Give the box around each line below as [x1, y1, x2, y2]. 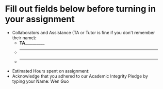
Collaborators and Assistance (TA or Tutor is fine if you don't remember [12, 30, 155, 35]
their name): [12, 35, 36, 41]
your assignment [5, 14, 75, 25]
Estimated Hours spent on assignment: [12, 68, 90, 74]
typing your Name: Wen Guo [12, 78, 69, 84]
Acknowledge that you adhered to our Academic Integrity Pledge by [12, 73, 148, 79]
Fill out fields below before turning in [5, 3, 156, 15]
